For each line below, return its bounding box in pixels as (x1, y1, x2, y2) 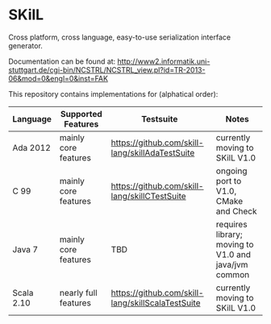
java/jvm (215, 259, 248, 270)
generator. (8, 40, 43, 50)
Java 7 (12, 243, 39, 255)
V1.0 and (215, 248, 252, 260)
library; (215, 228, 243, 239)
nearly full (59, 287, 98, 298)
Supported (60, 108, 102, 119)
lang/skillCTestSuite (110, 190, 187, 201)
